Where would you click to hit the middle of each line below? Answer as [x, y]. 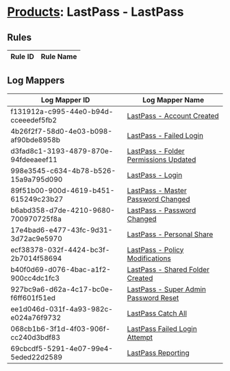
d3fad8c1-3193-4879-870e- [62, 150]
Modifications [149, 258]
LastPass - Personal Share [170, 234]
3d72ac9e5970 [37, 238]
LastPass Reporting [158, 352]
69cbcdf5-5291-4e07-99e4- [62, 348]
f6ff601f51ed [33, 297]
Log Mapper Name [173, 100]
